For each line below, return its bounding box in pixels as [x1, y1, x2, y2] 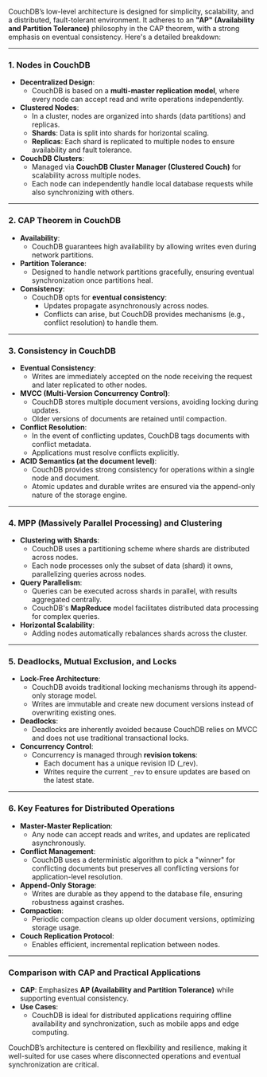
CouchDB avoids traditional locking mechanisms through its [31, 683, 227, 692]
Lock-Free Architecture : [19, 674, 101, 683]
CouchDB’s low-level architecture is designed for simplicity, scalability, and [8, 7, 254, 16]
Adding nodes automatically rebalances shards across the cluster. [31, 629, 248, 638]
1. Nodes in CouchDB [8, 59, 91, 70]
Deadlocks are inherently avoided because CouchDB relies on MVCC [31, 725, 258, 734]
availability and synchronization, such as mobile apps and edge [31, 1019, 240, 1028]
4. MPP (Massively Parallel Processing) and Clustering [8, 517, 222, 528]
